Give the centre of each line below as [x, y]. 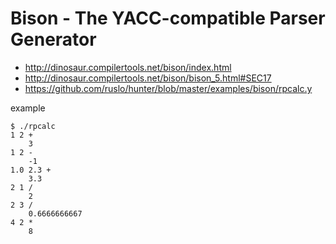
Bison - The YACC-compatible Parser [168, 18]
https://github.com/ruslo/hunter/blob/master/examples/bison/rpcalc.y [168, 88]
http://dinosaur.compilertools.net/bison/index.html [128, 67]
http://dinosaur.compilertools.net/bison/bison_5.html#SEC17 [148, 78]
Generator [53, 39]
